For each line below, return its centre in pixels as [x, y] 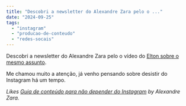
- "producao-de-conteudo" [44, 34]
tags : [13, 23]
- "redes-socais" [33, 39]
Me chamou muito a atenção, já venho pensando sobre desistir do [87, 74]
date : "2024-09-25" [30, 17]
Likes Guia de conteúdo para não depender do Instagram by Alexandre [93, 91]
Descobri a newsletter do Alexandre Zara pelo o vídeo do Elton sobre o [93, 56]
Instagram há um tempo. [36, 80]
